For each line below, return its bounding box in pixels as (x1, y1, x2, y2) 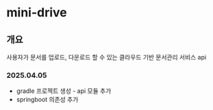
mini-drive (6, 5, 67, 20)
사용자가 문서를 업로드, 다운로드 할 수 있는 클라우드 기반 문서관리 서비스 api (6, 53, 207, 61)
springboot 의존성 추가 (16, 96, 79, 104)
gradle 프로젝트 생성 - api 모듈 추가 (16, 87, 112, 95)
